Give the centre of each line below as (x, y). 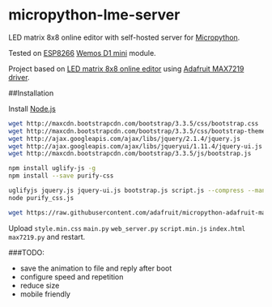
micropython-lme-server (94, 15)
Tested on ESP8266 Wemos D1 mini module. (82, 53)
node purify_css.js (41, 198)
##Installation (31, 93)
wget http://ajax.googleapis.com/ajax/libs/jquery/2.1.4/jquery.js (125, 139)
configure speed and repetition (72, 276)
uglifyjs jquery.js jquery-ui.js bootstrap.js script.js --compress (126, 191)
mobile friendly (45, 294)
